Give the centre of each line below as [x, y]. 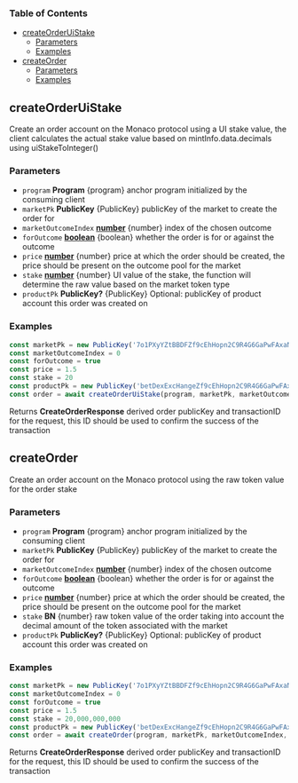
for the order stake [43, 489]
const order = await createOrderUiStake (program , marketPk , [123, 394]
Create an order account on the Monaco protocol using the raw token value [147, 479]
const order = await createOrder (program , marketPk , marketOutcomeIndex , [149, 735]
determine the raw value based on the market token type [126, 285]
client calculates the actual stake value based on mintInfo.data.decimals [141, 138]
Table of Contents [49, 13]
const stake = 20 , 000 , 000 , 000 [65, 719]
